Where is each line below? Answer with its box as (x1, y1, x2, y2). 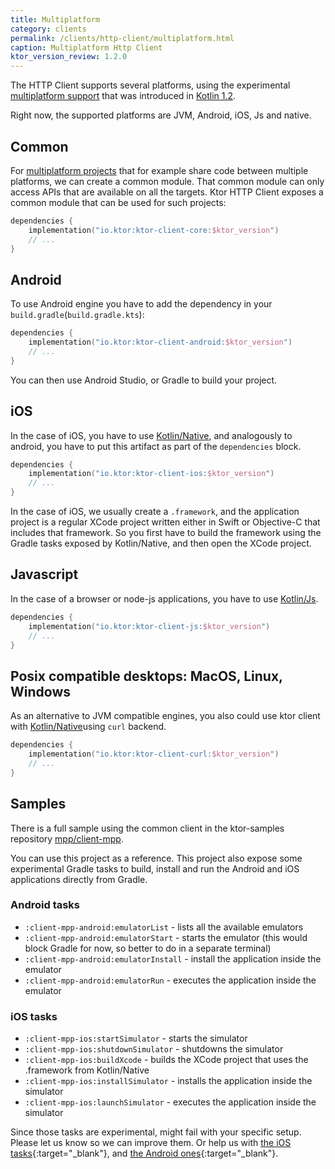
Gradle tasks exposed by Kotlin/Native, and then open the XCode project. (10, 537, 312, 550)
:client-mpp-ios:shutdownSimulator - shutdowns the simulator (24, 1043, 284, 1055)
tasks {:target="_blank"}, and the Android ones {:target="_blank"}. (10, 1147, 279, 1160)
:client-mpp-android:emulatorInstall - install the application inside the (24, 952, 322, 965)
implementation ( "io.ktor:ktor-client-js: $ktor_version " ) (28, 621, 271, 631)
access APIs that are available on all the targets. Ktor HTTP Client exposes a (10, 186, 324, 198)
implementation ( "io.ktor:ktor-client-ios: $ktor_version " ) (28, 469, 275, 479)
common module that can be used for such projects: (10, 196, 227, 208)
